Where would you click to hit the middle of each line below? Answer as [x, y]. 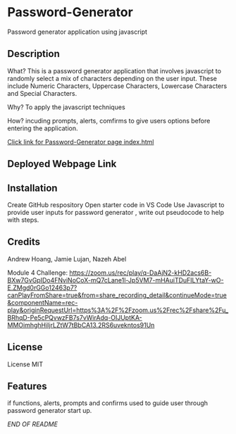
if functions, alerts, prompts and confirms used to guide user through [108, 403]
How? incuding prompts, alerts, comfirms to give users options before [109, 120]
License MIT [25, 364]
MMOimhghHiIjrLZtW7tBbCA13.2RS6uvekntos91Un [81, 325]
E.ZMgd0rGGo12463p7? [42, 287]
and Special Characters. [42, 93]
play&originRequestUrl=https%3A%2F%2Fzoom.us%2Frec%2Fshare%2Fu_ [118, 310]
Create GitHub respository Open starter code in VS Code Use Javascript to [116, 204]
